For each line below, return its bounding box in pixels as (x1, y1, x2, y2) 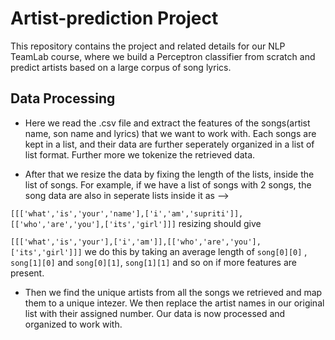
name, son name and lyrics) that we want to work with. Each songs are (24, 127, 317, 139)
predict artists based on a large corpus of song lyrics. (10, 61, 232, 73)
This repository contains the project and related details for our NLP (10, 40, 286, 52)
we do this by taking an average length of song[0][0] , (84, 245, 308, 257)
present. (10, 267, 45, 279)
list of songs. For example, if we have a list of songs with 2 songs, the (24, 178, 312, 191)
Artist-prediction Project (10, 7, 219, 30)
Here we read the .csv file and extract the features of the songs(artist (24, 117, 311, 129)
